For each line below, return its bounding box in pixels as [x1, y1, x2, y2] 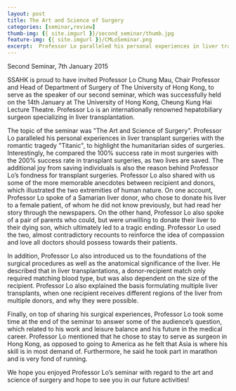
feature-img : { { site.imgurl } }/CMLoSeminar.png [7, 36, 152, 43]
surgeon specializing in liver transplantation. [7, 113, 136, 121]
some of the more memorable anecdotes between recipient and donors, [7, 179, 216, 186]
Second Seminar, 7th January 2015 [7, 62, 109, 70]
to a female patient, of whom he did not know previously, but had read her [7, 201, 221, 209]
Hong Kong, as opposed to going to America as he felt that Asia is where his [7, 340, 228, 348]
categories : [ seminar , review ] [7, 23, 96, 30]
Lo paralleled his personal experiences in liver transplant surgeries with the [7, 134, 225, 142]
